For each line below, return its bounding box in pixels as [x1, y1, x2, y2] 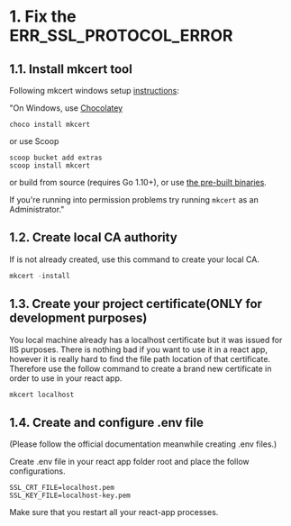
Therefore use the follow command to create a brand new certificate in [9, 363, 272, 374]
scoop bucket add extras [9, 153, 103, 162]
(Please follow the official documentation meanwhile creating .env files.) [9, 439, 277, 449]
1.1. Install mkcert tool [9, 61, 132, 77]
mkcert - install [9, 271, 70, 280]
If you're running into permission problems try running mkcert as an [9, 195, 259, 204]
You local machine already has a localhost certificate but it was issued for [9, 334, 283, 345]
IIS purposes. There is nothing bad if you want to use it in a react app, [9, 344, 268, 355]
